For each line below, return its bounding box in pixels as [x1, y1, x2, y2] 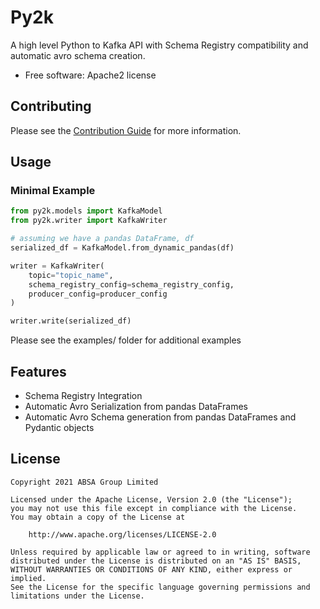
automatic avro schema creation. [10, 49, 146, 61]
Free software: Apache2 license [24, 69, 157, 81]
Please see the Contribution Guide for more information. [10, 124, 242, 136]
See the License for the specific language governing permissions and [10, 582, 311, 592]
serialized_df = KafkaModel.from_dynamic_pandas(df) [10, 243, 235, 253]
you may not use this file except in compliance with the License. [10, 503, 298, 513]
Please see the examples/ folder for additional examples [10, 334, 242, 346]
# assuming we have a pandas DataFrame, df [10, 234, 195, 244]
